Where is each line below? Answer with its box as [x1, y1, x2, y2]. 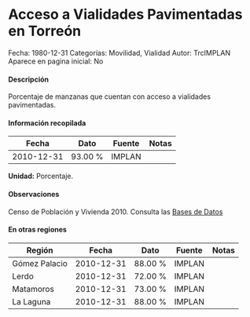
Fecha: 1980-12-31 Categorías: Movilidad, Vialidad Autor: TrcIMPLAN [8, 48, 230, 57]
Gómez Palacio [12, 257, 68, 268]
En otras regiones [8, 225, 67, 235]
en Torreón [8, 22, 82, 40]
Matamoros [12, 283, 55, 294]
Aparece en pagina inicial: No [8, 56, 104, 66]
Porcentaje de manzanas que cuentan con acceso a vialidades [8, 92, 211, 101]
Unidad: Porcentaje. [8, 171, 73, 181]
